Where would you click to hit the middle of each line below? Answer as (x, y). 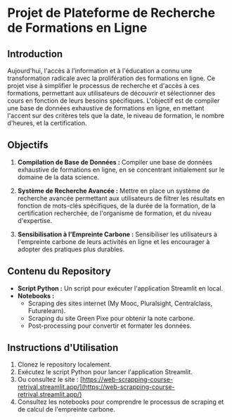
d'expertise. (35, 220)
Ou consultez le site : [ (50, 380)
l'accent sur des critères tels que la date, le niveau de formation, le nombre (116, 115)
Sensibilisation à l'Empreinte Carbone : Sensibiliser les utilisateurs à (117, 234)
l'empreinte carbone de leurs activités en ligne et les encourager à (114, 241)
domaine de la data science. (58, 177)
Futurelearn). (47, 310)
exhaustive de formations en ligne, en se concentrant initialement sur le (121, 170)
